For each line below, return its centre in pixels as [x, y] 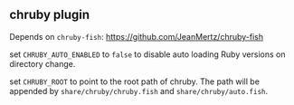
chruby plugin [50, 15]
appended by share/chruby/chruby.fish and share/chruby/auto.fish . [139, 91]
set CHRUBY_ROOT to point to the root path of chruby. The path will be [135, 81]
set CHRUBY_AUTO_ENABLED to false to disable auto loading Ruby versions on [147, 54]
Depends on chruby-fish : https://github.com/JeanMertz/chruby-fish [137, 36]
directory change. [43, 63]
